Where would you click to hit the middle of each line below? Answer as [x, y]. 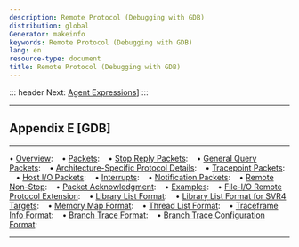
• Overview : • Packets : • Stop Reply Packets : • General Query [133, 158]
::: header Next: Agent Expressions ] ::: [79, 92]
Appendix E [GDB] [60, 128]
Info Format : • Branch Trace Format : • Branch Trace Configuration [137, 215]
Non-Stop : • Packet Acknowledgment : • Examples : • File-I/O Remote [145, 187]
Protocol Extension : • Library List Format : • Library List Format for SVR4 [148, 195]
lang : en [25, 51]
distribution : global [49, 26]
